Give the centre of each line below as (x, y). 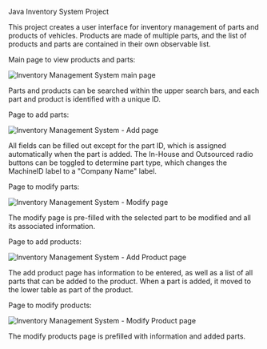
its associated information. (52, 226)
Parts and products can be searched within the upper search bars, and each (134, 90)
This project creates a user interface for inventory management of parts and (134, 27)
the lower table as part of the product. (71, 290)
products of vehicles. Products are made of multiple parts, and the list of (128, 36)
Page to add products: (45, 242)
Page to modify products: (50, 305)
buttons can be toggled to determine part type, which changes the (118, 162)
